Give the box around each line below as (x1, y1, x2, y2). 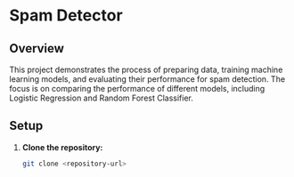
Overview (9, 41, 65, 56)
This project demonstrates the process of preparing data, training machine (9, 64, 283, 75)
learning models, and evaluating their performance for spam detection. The (9, 74, 286, 84)
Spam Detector (9, 5, 123, 26)
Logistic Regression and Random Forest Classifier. (9, 93, 194, 103)
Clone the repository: (21, 141, 103, 152)
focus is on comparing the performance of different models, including (9, 84, 265, 93)
